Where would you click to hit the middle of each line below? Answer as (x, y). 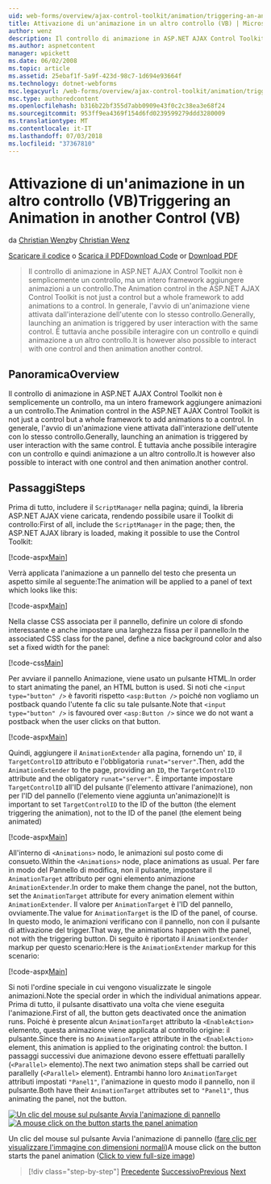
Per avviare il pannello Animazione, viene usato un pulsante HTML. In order (132, 679)
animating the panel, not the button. (68, 1099)
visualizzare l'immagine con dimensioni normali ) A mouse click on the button (135, 1148)
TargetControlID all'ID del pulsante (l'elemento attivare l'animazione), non (131, 787)
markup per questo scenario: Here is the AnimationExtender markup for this (132, 947)
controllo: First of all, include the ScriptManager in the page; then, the (122, 525)
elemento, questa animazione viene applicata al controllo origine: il (119, 1030)
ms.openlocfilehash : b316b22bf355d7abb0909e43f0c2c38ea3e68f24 (117, 106)
